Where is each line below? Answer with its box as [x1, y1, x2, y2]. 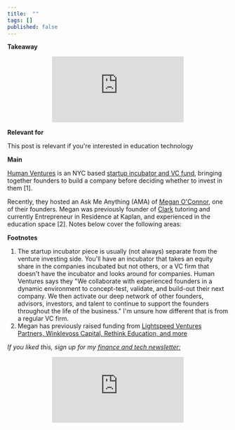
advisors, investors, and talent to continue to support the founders [17, 299, 209, 308]
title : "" [7, 10, 39, 18]
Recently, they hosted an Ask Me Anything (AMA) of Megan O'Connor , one [7, 197, 223, 206]
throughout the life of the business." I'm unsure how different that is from [17, 307, 229, 315]
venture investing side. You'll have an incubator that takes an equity [17, 254, 213, 263]
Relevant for [7, 128, 44, 137]
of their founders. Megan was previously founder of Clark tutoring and [7, 205, 210, 214]
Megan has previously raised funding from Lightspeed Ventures [17, 322, 202, 330]
